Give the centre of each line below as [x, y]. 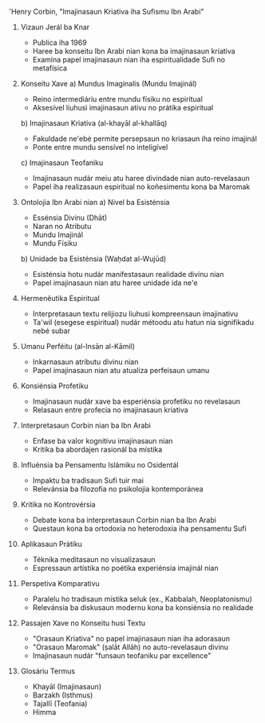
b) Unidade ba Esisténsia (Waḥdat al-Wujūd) [93, 259]
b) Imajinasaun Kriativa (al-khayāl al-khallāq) [94, 123]
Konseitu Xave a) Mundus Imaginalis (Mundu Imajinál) [109, 84]
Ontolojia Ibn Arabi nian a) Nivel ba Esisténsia [95, 202]
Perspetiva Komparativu [60, 583]
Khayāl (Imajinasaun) [67, 687]
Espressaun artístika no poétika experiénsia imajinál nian [125, 568]
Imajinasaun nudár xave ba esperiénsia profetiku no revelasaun [136, 401]
